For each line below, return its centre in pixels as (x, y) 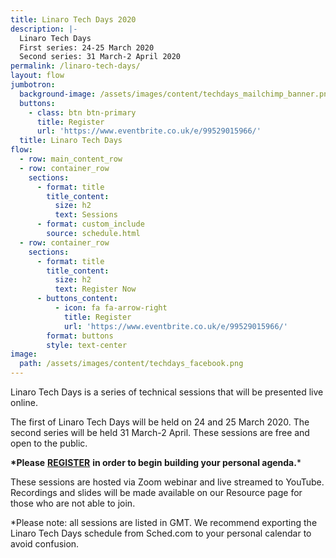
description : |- (44, 29)
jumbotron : (33, 85)
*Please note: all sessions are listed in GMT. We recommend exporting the (164, 522)
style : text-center (87, 345)
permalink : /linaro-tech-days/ (75, 66)
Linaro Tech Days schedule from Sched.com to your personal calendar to (161, 533)
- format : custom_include (90, 224)
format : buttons (80, 336)
